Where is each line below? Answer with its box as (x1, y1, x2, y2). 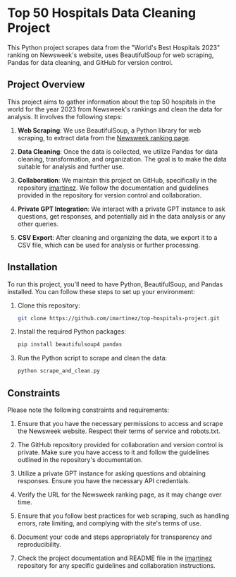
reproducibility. (17, 540, 62, 548)
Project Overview (7, 79, 85, 91)
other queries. (17, 219, 58, 228)
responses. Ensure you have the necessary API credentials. (17, 477, 190, 485)
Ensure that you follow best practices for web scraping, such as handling (17, 511, 230, 520)
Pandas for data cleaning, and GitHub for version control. (7, 58, 173, 66)
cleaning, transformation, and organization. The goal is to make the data (17, 154, 227, 163)
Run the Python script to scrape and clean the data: (17, 354, 168, 363)
